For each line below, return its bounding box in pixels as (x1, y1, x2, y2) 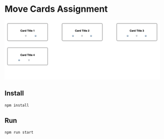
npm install (4, 103, 29, 108)
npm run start (4, 130, 34, 135)
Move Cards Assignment (4, 3, 108, 15)
